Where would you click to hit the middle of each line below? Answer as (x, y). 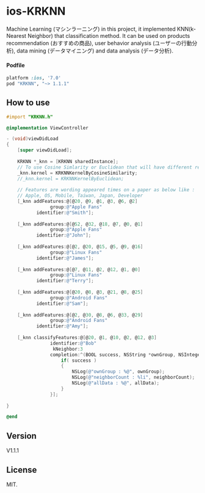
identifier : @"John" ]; (64, 236)
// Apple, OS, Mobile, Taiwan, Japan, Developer (80, 196)
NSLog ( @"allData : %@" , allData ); (116, 383)
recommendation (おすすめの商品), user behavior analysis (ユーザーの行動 (99, 43)
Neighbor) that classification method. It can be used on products (109, 35)
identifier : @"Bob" (73, 343)
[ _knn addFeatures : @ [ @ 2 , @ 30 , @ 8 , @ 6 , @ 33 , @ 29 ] (80, 315)
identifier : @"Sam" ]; (62, 304)
